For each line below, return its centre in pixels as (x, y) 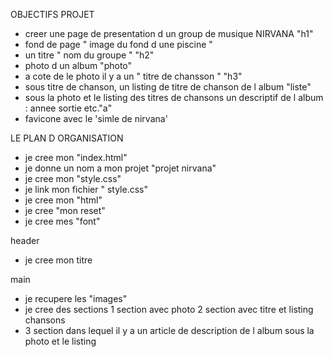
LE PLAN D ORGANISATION (67, 138)
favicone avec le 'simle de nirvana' (96, 118)
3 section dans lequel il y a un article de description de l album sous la (169, 330)
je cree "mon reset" (65, 210)
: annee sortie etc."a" (68, 108)
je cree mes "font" (62, 221)
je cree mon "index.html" (76, 157)
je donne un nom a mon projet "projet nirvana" (120, 168)
